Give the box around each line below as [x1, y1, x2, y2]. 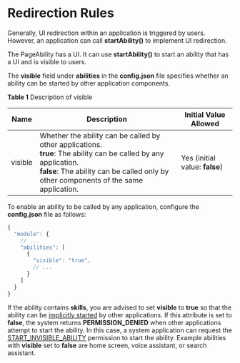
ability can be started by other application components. [7, 78, 170, 87]
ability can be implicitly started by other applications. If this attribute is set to [7, 310, 232, 319]
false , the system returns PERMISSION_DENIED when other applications [7, 318, 221, 327]
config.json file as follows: [7, 210, 86, 218]
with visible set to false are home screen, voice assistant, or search [7, 341, 207, 349]
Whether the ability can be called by [39, 131, 161, 140]
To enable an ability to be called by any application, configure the [7, 202, 200, 211]
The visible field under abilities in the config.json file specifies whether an [7, 71, 229, 80]
